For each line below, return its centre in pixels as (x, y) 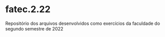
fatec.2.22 (28, 9)
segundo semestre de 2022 (34, 28)
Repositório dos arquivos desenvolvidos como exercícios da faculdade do (83, 23)
